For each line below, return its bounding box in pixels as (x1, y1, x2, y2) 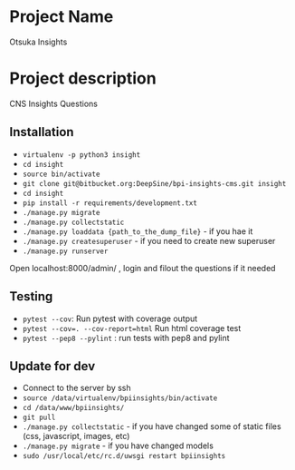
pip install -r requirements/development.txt (22, 198, 197, 208)
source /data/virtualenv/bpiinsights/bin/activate (22, 394, 218, 403)
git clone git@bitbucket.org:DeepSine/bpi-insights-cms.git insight (22, 179, 287, 188)
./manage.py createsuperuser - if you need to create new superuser (22, 235, 276, 246)
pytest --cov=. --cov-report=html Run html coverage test (22, 322, 242, 333)
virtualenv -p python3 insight (22, 150, 141, 160)
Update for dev (9, 358, 96, 374)
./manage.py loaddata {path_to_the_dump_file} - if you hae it (22, 225, 253, 237)
